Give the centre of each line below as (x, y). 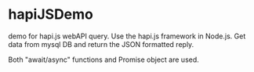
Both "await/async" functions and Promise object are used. (104, 59)
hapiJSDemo (51, 14)
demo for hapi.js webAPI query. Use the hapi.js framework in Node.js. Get (127, 36)
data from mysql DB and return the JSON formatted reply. (101, 44)
